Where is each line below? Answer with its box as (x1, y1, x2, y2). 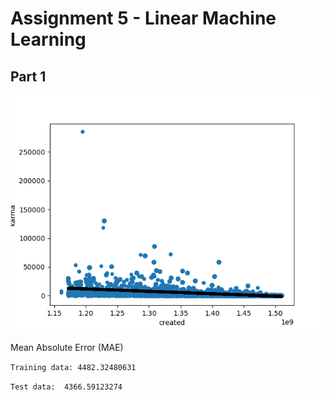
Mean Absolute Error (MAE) (10, 342, 124, 353)
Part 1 (10, 68, 47, 85)
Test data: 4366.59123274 (10, 382, 123, 392)
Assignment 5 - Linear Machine (10, 7, 277, 30)
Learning (10, 28, 87, 51)
